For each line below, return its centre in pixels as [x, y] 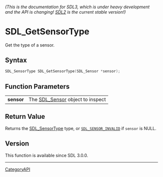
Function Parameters [37, 87]
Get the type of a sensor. [30, 45]
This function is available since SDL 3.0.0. [47, 155]
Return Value [25, 117]
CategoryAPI [18, 169]
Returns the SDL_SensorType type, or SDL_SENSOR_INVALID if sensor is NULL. [81, 128]
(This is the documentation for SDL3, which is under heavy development [77, 7]
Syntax [16, 60]
